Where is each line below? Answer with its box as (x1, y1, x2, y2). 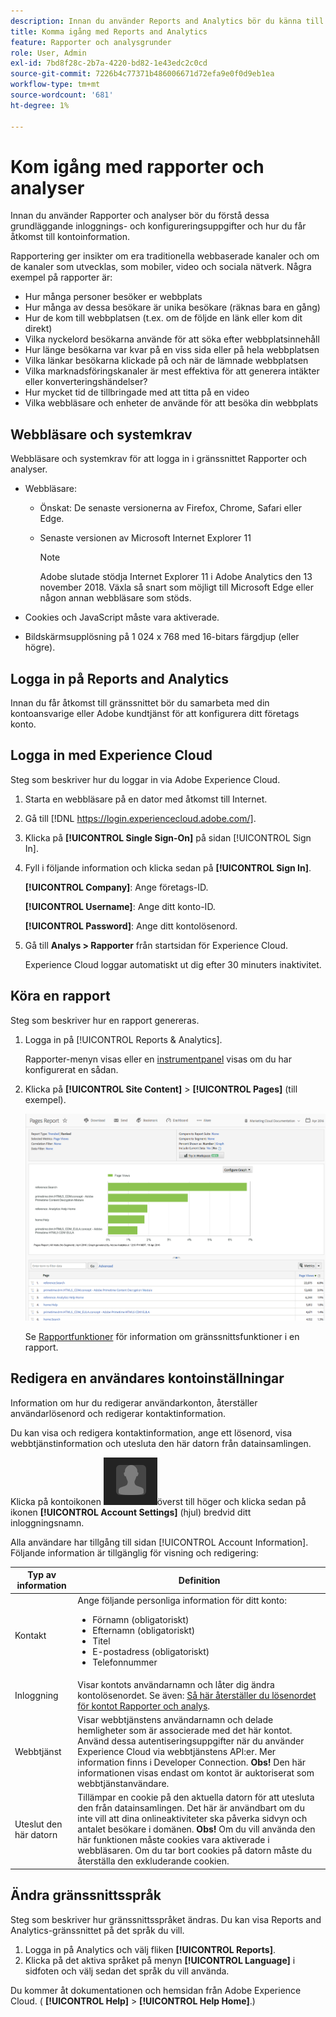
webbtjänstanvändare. (77, 1778, 170, 1790)
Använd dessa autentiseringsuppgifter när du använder (77, 1735, 305, 1747)
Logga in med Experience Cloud (10, 747, 213, 764)
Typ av (27, 1569, 57, 1581)
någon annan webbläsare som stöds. (39, 592, 192, 604)
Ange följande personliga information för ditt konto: (77, 1594, 287, 1606)
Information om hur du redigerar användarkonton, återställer (10, 1396, 258, 1409)
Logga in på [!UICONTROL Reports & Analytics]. (24, 1033, 223, 1045)
